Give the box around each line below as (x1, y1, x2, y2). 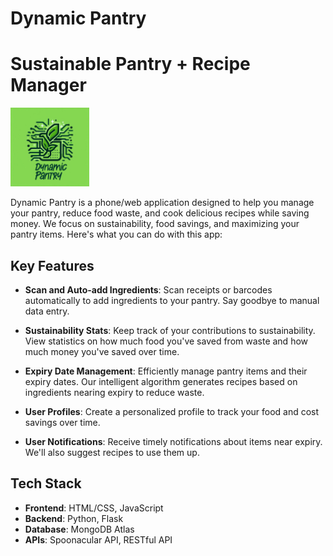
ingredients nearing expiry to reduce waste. (24, 386, 205, 398)
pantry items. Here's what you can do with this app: (10, 228, 223, 241)
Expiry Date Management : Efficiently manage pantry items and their (24, 365, 308, 377)
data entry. (24, 305, 70, 317)
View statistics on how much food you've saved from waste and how (24, 335, 309, 347)
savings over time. (24, 416, 101, 428)
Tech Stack (10, 475, 82, 492)
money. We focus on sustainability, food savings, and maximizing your (10, 218, 300, 230)
